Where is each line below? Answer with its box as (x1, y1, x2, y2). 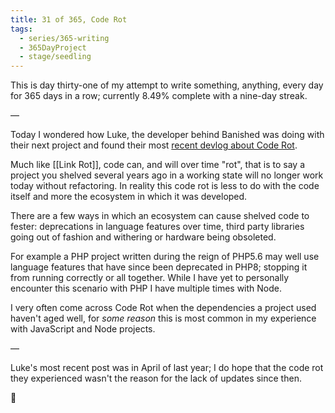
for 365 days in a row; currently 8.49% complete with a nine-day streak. (10, 90, 308, 102)
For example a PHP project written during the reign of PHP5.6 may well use (10, 251, 320, 263)
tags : (10, 24, 33, 34)
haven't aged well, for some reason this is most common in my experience (10, 312, 317, 325)
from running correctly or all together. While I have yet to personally (10, 272, 290, 284)
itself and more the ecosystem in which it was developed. (10, 191, 248, 203)
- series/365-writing (19, 33, 110, 43)
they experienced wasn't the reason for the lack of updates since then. (10, 372, 302, 385)
